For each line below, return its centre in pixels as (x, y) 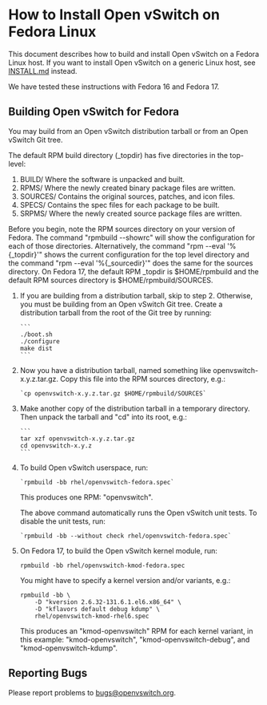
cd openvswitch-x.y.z (56, 446)
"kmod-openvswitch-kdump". (69, 648)
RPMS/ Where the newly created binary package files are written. (128, 188)
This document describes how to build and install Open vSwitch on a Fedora (134, 54)
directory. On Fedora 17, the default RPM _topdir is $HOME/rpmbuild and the (133, 271)
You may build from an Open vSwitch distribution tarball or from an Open (128, 131)
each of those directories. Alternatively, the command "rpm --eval (117, 245)
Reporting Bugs (48, 673)
